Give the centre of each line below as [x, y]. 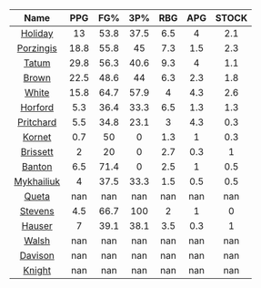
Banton [37, 166]
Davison [37, 256]
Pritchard [37, 122]
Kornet [37, 137]
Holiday [37, 33]
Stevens [37, 211]
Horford [37, 107]
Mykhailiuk [37, 181]
